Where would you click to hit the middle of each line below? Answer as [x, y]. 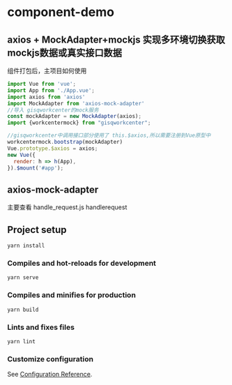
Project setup [37, 230]
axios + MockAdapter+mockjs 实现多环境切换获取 [116, 39]
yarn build [23, 310]
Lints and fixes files [41, 327]
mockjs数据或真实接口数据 [65, 53]
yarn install [26, 246]
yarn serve [23, 278]
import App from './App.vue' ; [51, 90]
